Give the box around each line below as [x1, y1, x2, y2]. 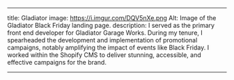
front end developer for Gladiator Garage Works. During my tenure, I [7, 29, 203, 37]
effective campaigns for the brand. [7, 58, 107, 66]
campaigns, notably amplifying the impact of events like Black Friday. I [7, 43, 210, 51]
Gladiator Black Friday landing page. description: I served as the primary [7, 22, 214, 29]
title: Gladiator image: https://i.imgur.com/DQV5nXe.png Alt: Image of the [7, 14, 217, 22]
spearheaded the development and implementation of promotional [7, 36, 198, 44]
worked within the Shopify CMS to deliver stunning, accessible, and [7, 51, 202, 59]
